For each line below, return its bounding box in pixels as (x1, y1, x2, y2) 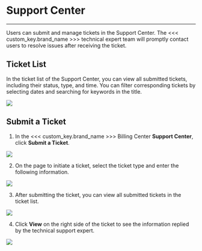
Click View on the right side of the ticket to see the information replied (14, 220, 189, 228)
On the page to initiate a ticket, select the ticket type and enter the (14, 162, 179, 169)
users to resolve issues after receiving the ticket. (6, 41, 127, 49)
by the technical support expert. (14, 226, 95, 234)
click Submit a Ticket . (14, 139, 70, 146)
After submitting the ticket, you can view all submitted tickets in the (14, 191, 182, 198)
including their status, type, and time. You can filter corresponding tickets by (6, 82, 196, 89)
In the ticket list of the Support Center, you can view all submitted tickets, (6, 75, 188, 82)
